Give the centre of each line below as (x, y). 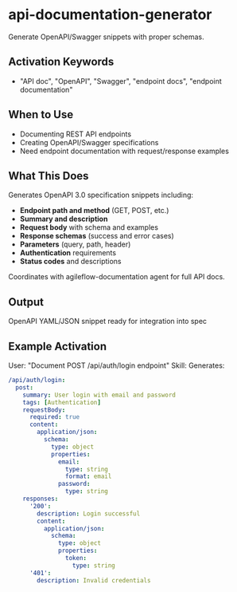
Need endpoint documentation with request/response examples (124, 151)
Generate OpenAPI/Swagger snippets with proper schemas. (106, 37)
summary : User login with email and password (99, 395)
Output (26, 302)
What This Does (49, 176)
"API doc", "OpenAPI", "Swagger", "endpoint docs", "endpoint (121, 81)
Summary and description (64, 219)
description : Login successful (89, 513)
